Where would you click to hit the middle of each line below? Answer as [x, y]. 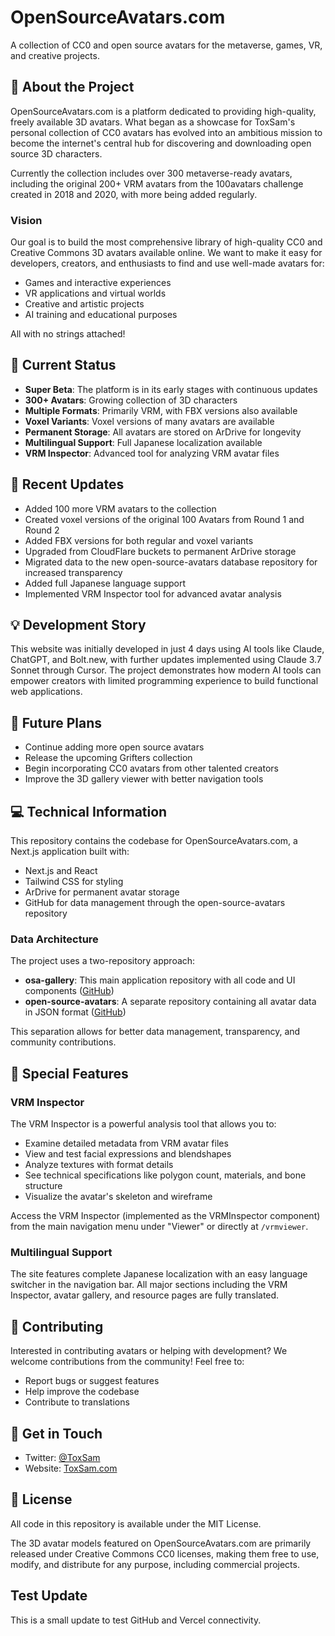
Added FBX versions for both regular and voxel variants [139, 540]
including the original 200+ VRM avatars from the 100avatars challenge [157, 183]
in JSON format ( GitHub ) [75, 1012]
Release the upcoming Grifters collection [108, 758]
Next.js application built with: [70, 852]
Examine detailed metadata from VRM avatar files [126, 1143]
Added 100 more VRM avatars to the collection [120, 508]
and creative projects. [55, 55]
